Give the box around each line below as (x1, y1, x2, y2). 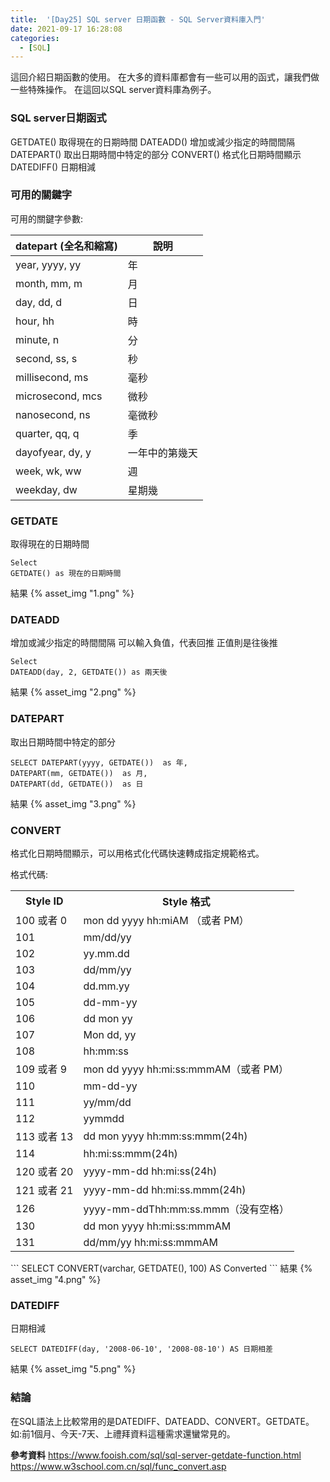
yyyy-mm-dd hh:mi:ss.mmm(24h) (83, 1183, 247, 1197)
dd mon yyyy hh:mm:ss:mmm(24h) (83, 1129, 248, 1143)
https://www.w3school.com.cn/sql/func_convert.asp (10, 1460, 227, 1472)
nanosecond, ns (15, 407, 91, 421)
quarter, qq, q (15, 426, 80, 440)
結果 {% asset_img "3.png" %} (10, 797, 137, 810)
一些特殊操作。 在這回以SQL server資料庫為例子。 (10, 84, 217, 96)
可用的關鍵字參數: (10, 212, 84, 225)
